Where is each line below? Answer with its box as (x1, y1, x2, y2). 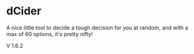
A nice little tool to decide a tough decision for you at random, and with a (6, 24, 189, 31)
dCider (6, 4, 41, 18)
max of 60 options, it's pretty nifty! (6, 30, 93, 37)
